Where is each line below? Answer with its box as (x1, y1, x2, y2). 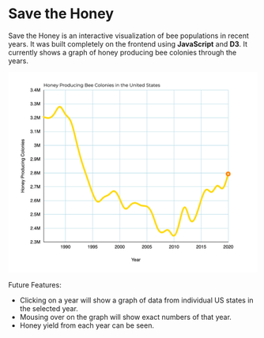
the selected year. (19, 303, 79, 313)
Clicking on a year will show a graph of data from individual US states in (19, 295, 255, 305)
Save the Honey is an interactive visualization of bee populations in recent (8, 31, 249, 40)
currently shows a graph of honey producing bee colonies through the (8, 47, 237, 57)
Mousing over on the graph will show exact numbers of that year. (19, 312, 232, 321)
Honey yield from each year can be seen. (19, 321, 154, 330)
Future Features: (8, 280, 62, 289)
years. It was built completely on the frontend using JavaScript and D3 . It (8, 39, 247, 48)
